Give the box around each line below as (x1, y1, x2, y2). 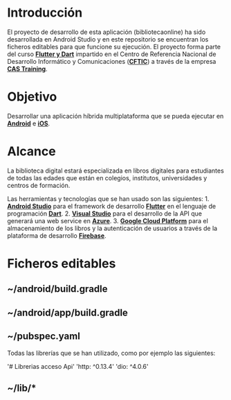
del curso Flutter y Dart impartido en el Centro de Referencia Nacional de (7, 50, 216, 58)
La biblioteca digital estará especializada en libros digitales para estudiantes (7, 166, 225, 175)
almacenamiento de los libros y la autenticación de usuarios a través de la (7, 224, 218, 232)
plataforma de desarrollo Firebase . (7, 231, 107, 240)
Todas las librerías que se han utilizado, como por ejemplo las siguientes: (7, 349, 216, 357)
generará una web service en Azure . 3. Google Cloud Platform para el (7, 216, 209, 225)
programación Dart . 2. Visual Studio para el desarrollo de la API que (7, 209, 203, 218)
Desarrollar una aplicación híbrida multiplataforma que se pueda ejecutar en (7, 112, 224, 120)
